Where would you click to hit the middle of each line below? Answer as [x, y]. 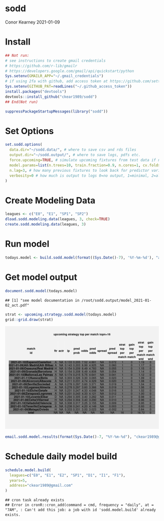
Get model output [41, 277]
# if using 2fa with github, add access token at [57, 81]
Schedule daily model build [61, 457]
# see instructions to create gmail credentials [55, 61]
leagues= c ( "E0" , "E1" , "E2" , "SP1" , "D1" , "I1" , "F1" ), [67, 475]
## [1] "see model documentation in [42, 300]
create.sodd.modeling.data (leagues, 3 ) [46, 225]
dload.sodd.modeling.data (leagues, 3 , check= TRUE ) [58, 219]
